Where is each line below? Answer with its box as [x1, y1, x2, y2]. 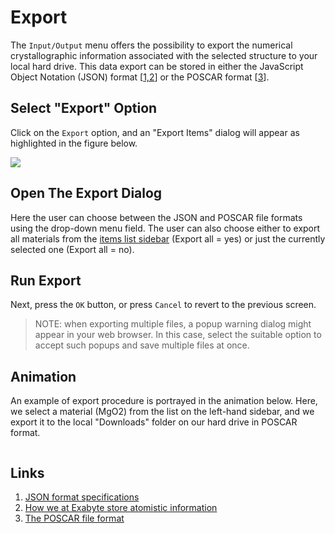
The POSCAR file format [24, 512, 125, 524]
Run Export [10, 272, 82, 289]
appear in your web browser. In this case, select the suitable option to [34, 329, 322, 341]
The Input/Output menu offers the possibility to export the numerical [10, 39, 293, 51]
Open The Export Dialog [10, 185, 163, 202]
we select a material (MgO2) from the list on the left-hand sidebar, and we [10, 406, 315, 418]
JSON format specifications [24, 491, 140, 503]
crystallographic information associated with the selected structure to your [10, 49, 318, 61]
